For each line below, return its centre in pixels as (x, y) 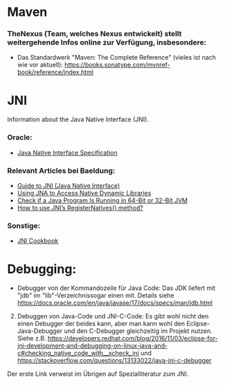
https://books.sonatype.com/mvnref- (118, 65)
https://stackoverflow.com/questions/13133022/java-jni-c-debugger (114, 361)
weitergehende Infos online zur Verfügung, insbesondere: (107, 42)
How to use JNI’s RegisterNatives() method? (80, 208)
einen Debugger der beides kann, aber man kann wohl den (101, 324)
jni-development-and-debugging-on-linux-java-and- (92, 346)
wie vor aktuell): (40, 65)
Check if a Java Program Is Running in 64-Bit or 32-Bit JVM (102, 200)
